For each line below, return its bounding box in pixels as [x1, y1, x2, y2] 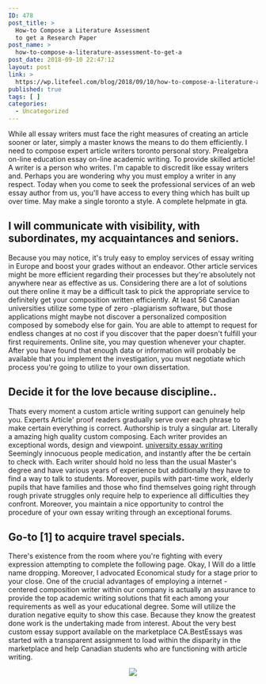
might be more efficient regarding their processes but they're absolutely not [8, 269, 256, 279]
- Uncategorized [15, 108, 69, 116]
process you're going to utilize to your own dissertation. [8, 362, 190, 372]
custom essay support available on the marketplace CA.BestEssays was [8, 627, 243, 636]
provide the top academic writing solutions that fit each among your [8, 594, 230, 603]
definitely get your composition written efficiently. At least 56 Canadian [8, 295, 240, 304]
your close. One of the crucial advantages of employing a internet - [8, 576, 228, 587]
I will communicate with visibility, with [8, 220, 200, 233]
